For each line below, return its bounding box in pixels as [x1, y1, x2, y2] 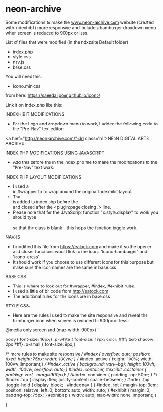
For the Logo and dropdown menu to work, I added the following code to [12, 121, 158, 126]
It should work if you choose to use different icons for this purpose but [12, 259, 154, 265]
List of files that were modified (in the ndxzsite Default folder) [5, 39, 129, 45]
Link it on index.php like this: [5, 102, 63, 107]
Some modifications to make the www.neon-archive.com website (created [5, 19, 154, 25]
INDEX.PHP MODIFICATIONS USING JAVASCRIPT [5, 150, 105, 156]
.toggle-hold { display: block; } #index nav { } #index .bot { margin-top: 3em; [5, 382, 158, 388]
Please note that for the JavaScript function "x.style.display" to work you [12, 209, 159, 215]
